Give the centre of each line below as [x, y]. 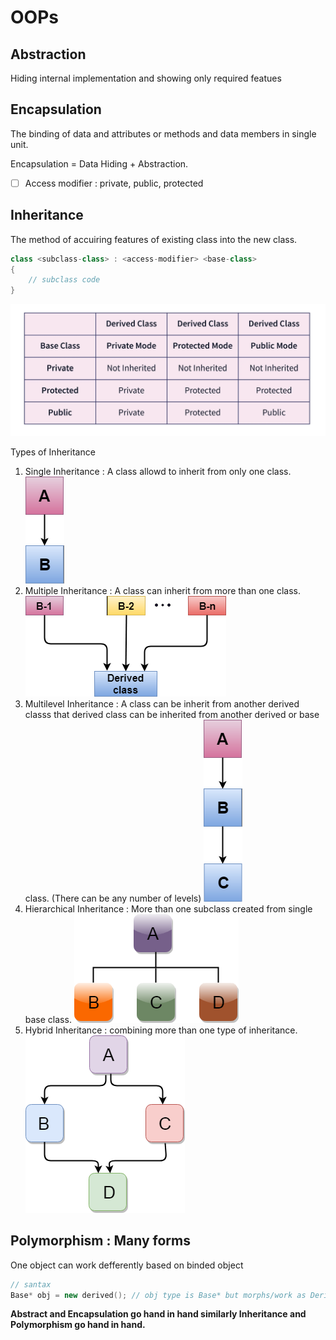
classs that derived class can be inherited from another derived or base [172, 714]
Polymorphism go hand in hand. [78, 1325]
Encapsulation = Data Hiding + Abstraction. [99, 163]
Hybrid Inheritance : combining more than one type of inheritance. [161, 1030]
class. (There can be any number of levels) [113, 898]
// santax [31, 1284]
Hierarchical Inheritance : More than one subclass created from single [168, 908]
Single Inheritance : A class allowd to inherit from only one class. [158, 471]
